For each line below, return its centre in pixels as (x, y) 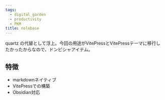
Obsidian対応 (26, 92)
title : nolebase (22, 28)
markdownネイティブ (34, 79)
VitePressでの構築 (31, 86)
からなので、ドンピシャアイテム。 (58, 49)
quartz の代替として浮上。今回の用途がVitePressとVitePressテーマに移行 (81, 43)
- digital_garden (28, 14)
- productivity (26, 19)
